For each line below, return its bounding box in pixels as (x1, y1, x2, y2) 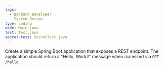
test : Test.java (5, 30, 39, 35)
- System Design (9, 16, 43, 21)
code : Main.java (5, 26, 39, 31)
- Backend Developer (9, 12, 52, 17)
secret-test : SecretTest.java (5, 35, 68, 40)
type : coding (5, 21, 32, 26)
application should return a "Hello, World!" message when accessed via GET (5, 53, 159, 59)
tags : (5, 7, 16, 12)
